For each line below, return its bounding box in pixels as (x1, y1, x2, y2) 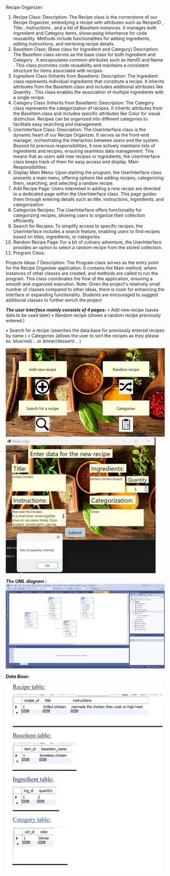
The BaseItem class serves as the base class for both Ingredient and (13, 51, 156, 57)
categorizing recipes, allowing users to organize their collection (13, 212, 145, 218)
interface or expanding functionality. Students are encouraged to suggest (6, 292, 158, 298)
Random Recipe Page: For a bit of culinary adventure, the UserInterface (13, 239, 162, 245)
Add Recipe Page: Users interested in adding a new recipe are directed (13, 186, 161, 191)
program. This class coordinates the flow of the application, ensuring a (6, 276, 153, 281)
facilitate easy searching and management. (13, 121, 103, 127)
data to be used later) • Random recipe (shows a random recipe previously (6, 312, 161, 318)
